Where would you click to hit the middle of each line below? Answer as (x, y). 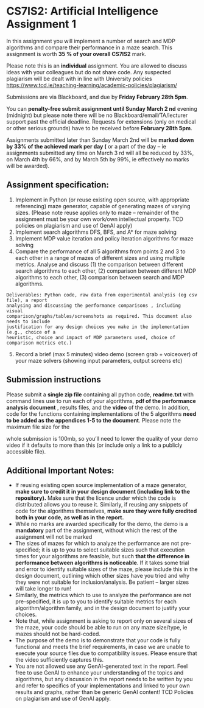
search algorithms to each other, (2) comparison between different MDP (106, 271)
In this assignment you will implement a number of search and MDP (91, 41)
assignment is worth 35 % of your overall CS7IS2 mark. (76, 54)
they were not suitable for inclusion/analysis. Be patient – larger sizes (102, 582)
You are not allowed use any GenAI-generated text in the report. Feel (101, 666)
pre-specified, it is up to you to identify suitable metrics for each (96, 601)
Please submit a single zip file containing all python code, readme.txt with (100, 394)
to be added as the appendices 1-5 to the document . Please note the (94, 420)
